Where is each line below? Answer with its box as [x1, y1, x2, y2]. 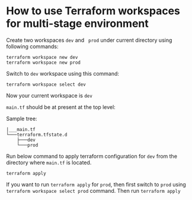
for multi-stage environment [6, 17, 149, 30]
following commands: [6, 43, 59, 50]
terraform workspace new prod [6, 60, 81, 65]
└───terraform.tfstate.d [6, 132, 68, 137]
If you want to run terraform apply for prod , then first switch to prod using [6, 180, 187, 188]
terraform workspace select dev [6, 82, 86, 87]
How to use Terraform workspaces [6, 4, 181, 18]
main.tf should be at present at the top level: [6, 103, 116, 111]
